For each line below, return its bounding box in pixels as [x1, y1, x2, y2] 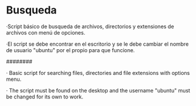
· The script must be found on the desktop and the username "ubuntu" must [6, 87, 190, 94]
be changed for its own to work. [6, 93, 84, 100]
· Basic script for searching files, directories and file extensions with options [6, 69, 190, 76]
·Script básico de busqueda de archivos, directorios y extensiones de [6, 23, 175, 30]
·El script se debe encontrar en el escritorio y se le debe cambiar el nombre [6, 40, 189, 47]
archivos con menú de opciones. [6, 29, 85, 36]
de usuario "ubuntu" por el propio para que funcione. [6, 46, 135, 53]
